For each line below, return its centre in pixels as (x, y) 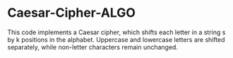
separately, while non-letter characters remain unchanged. (93, 47)
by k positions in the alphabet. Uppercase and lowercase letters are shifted (116, 39)
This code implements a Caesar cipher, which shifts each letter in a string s (116, 32)
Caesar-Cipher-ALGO (72, 13)
